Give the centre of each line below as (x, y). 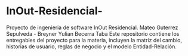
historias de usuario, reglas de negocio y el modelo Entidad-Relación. (92, 46)
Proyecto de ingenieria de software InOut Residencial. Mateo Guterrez (92, 27)
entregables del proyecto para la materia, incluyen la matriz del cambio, (94, 40)
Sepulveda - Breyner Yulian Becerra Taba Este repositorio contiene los (93, 33)
